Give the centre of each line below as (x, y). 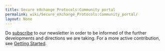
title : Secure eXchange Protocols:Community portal (60, 10)
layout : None (19, 19)
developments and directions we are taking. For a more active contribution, (83, 38)
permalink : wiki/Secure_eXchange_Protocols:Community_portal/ (71, 14)
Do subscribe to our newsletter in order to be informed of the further (76, 33)
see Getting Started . (26, 44)
